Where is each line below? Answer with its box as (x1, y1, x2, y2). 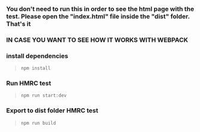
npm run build (20, 120, 56, 126)
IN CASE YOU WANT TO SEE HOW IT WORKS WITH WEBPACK (6, 35, 189, 44)
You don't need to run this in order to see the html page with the (6, 5, 195, 13)
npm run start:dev (20, 93, 67, 99)
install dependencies (6, 51, 69, 60)
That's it (6, 20, 31, 28)
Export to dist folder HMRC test (6, 106, 99, 115)
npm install (20, 65, 51, 72)
